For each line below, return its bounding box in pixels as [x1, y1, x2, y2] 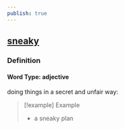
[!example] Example [23, 101, 80, 109]
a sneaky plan [33, 114, 74, 123]
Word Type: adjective [7, 72, 70, 81]
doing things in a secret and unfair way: [7, 88, 118, 96]
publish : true [7, 10, 48, 17]
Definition [7, 55, 41, 65]
